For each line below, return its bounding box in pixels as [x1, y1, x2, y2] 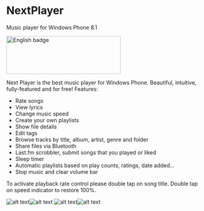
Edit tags [15, 129, 38, 137]
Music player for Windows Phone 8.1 [6, 24, 97, 31]
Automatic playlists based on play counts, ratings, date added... [15, 162, 175, 169]
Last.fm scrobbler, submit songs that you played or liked [15, 148, 157, 156]
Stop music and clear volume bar [15, 168, 99, 175]
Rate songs [15, 97, 44, 104]
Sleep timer [15, 155, 44, 162]
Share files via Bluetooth [15, 142, 77, 150]
